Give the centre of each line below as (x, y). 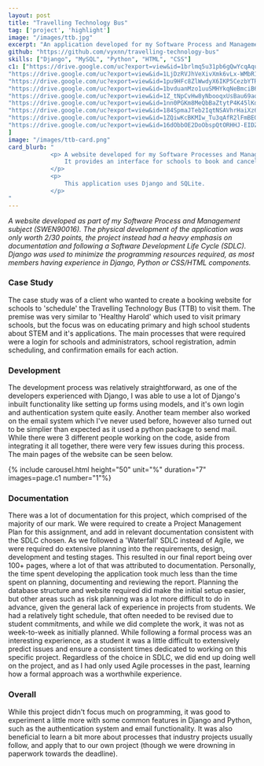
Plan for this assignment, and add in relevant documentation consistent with (131, 532)
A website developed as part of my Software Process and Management (125, 220)
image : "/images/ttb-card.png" (59, 140)
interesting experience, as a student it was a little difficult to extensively (124, 641)
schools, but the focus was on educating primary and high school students (129, 325)
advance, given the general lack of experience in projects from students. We (132, 607)
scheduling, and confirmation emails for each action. (93, 350)
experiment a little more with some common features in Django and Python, (130, 720)
